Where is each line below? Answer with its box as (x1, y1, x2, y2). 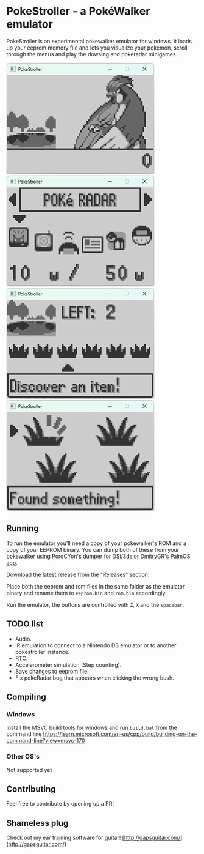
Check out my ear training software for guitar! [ (6, 834, 125, 842)
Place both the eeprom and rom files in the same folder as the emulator (6, 582, 185, 590)
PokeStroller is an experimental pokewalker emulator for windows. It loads (6, 37, 192, 45)
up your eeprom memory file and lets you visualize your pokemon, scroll (6, 44, 188, 51)
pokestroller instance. (15, 648, 70, 655)
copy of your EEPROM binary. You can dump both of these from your (6, 546, 180, 553)
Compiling (6, 691, 47, 702)
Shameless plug (6, 818, 69, 828)
